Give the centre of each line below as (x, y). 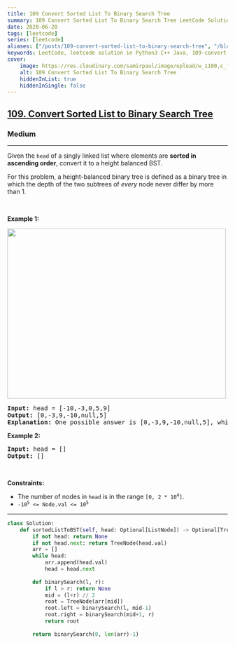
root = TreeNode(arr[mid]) (84, 602)
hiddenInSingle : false (53, 86)
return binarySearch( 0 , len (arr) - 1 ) (86, 634)
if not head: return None (70, 536)
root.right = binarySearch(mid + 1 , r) (100, 615)
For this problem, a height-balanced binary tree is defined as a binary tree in (117, 177)
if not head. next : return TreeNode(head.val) (100, 543)
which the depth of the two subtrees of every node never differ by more (111, 184)
